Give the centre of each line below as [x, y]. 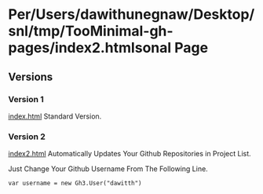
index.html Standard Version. [55, 116]
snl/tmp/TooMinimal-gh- [91, 31]
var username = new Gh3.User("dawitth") [75, 183]
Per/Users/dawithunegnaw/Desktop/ [131, 15]
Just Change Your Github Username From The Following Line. [108, 169]
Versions [31, 77]
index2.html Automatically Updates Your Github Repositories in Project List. [130, 154]
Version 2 [27, 137]
